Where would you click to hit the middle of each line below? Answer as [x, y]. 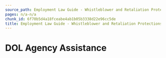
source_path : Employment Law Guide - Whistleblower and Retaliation [77, 10]
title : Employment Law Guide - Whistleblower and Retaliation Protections [84, 24]
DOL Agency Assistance [56, 48]
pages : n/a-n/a [21, 14]
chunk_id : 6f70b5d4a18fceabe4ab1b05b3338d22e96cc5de [61, 19]
